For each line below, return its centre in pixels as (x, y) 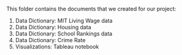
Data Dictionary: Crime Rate (50, 40)
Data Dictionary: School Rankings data (64, 34)
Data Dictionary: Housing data (53, 27)
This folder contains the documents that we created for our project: (91, 9)
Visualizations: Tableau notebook (57, 46)
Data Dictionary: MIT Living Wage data (64, 20)
